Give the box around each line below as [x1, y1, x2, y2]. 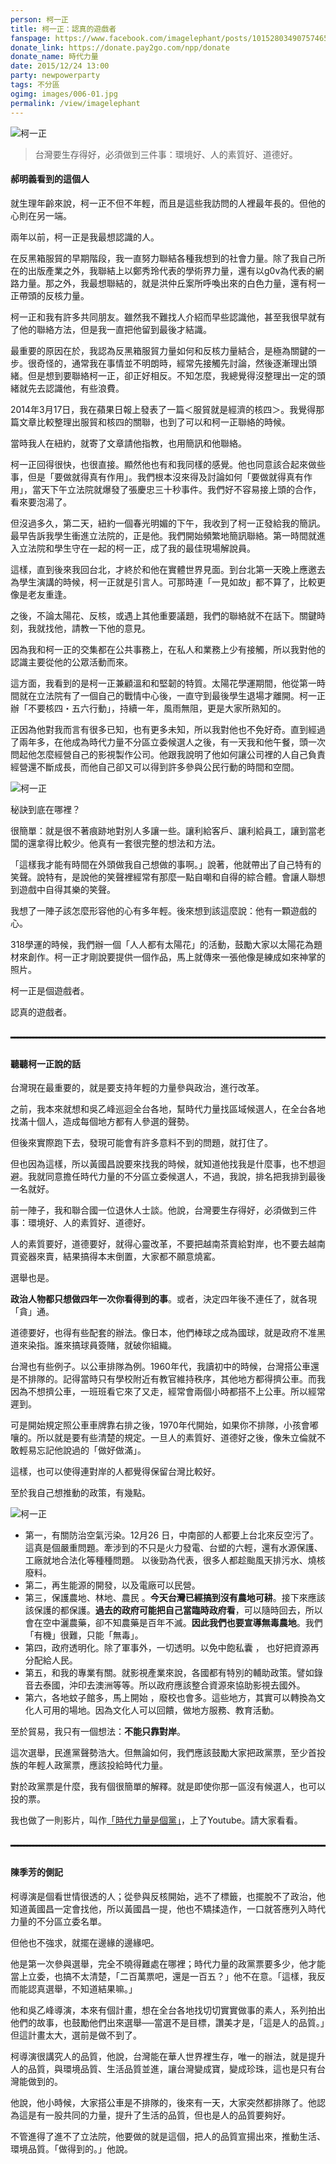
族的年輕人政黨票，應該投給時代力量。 [10, 1759, 168, 1771]
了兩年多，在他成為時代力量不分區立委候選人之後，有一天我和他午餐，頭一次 [10, 736, 326, 748]
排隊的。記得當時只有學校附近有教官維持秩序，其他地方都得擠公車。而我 [27, 1373, 326, 1385]
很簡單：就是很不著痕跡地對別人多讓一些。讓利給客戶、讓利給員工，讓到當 [10, 824, 317, 836]
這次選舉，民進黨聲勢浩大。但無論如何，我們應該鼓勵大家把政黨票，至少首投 [10, 1747, 326, 1759]
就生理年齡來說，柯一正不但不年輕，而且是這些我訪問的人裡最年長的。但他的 [10, 197, 326, 209]
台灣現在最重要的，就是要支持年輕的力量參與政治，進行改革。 [10, 1082, 265, 1094]
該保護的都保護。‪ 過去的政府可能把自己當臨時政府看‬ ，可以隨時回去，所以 [24, 1604, 323, 1616]
